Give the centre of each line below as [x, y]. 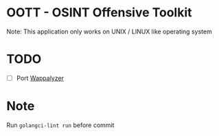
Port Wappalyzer [40, 78]
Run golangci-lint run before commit [60, 125]
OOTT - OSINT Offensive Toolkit [100, 13]
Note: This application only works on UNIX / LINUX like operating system [109, 31]
